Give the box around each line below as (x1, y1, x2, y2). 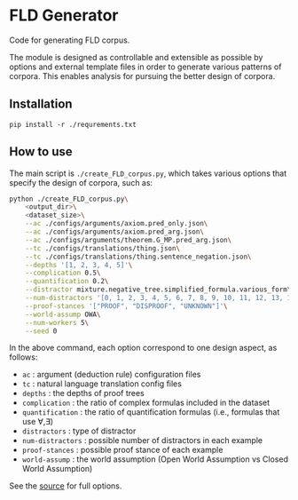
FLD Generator (9, 5, 119, 26)
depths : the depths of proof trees (21, 388, 145, 399)
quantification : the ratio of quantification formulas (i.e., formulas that (21, 407, 280, 417)
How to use (9, 144, 73, 160)
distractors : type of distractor (21, 425, 137, 436)
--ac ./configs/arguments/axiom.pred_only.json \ (25, 219, 208, 228)
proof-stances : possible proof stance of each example (21, 445, 223, 456)
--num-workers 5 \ (25, 318, 90, 327)
